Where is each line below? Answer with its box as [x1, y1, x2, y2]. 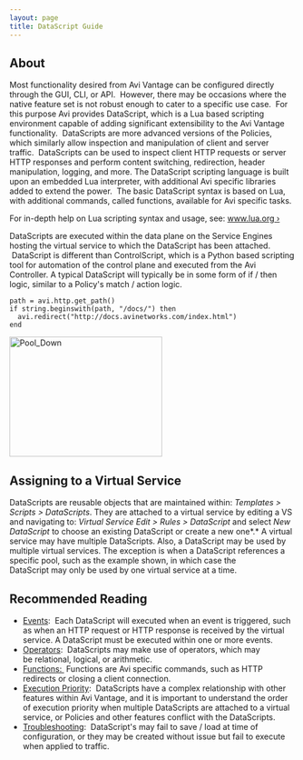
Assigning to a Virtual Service [9, 473, 181, 488]
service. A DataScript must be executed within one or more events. [22, 634, 274, 645]
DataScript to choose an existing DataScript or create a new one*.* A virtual [9, 526, 293, 537]
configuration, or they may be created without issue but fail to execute [22, 731, 286, 742]
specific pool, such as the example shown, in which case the [9, 555, 237, 566]
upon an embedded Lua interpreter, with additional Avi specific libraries [9, 176, 277, 187]
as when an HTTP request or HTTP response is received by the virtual [22, 625, 285, 635]
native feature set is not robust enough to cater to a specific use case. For [9, 99, 288, 110]
